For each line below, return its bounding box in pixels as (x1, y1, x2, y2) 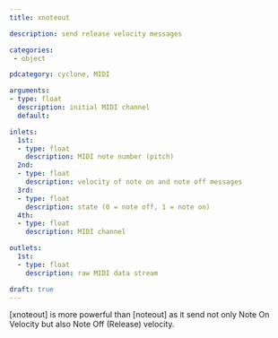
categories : (9, 46, 54, 55)
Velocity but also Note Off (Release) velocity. (9, 319, 175, 330)
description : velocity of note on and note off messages (25, 178, 243, 186)
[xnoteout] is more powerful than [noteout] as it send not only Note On (9, 309, 270, 320)
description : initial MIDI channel (17, 103, 151, 112)
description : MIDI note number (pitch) (25, 152, 175, 161)
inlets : (9, 127, 39, 136)
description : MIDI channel (25, 228, 126, 237)
